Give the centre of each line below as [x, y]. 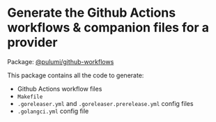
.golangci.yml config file [53, 111]
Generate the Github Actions [92, 13]
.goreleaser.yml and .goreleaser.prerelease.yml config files [105, 103]
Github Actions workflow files [60, 89]
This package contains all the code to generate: [76, 75]
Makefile [30, 97]
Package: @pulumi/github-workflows [61, 61]
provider [32, 43]
